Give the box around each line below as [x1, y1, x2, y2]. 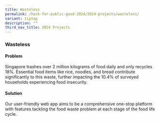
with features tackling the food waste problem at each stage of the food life [5, 106, 155, 112]
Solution [5, 90, 23, 96]
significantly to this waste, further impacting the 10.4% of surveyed [5, 74, 139, 80]
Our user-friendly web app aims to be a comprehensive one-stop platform [5, 101, 152, 107]
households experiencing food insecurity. [5, 79, 88, 85]
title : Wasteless [5, 7, 40, 12]
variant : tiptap [5, 16, 38, 21]
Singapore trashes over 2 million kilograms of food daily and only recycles [5, 64, 152, 70]
